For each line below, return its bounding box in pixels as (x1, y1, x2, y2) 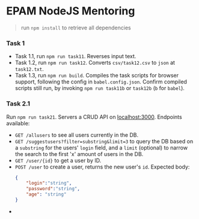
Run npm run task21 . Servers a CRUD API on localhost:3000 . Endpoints (6, 113, 182, 121)
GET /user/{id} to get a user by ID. (14, 157, 102, 164)
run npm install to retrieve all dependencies (20, 24, 131, 31)
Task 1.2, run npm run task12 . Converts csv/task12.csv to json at (14, 59, 176, 67)
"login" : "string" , (26, 180, 72, 187)
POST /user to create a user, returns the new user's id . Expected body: (14, 163, 190, 170)
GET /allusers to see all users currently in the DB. (14, 131, 139, 139)
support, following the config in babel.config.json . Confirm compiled (14, 78, 188, 85)
